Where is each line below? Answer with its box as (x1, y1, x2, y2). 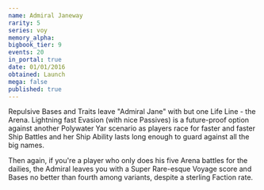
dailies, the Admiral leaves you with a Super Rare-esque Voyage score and (8, 164, 252, 174)
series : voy (8, 26, 48, 34)
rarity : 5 (8, 19, 41, 27)
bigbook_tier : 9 (8, 41, 62, 49)
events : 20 (8, 48, 44, 56)
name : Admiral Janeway (8, 11, 83, 20)
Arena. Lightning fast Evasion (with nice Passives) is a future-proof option (8, 116, 250, 125)
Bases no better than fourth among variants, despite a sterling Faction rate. (8, 173, 254, 182)
